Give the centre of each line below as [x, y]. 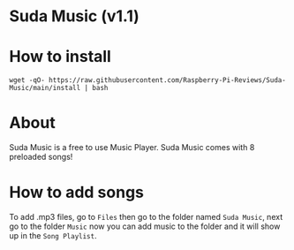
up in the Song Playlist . [53, 235]
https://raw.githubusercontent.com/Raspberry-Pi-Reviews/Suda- [167, 80]
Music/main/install [45, 88]
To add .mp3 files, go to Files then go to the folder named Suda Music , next [146, 217]
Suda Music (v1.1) [74, 16]
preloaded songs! [41, 157]
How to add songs [76, 193]
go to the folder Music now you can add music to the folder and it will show [145, 226]
